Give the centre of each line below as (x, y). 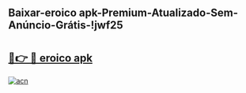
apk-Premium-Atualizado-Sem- (159, 13)
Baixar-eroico (43, 13)
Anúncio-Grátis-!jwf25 (66, 26)
